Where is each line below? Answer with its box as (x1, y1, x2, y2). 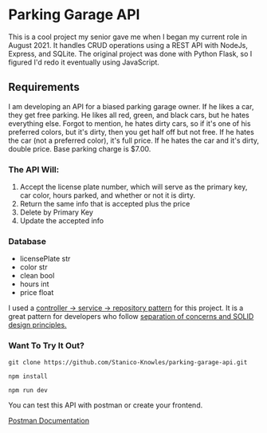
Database (8, 235, 46, 246)
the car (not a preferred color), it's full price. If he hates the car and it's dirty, (8, 136, 260, 145)
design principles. (8, 321, 67, 330)
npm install (8, 372, 48, 380)
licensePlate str (19, 254, 71, 264)
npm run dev (8, 386, 48, 394)
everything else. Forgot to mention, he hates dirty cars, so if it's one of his (8, 118, 251, 128)
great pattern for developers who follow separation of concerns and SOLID (8, 312, 254, 321)
